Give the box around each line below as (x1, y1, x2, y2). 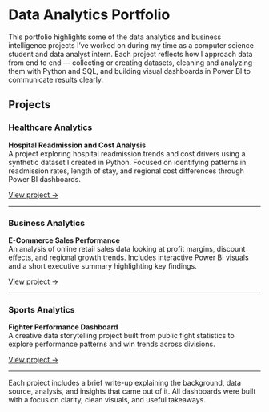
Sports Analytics (8, 304, 75, 315)
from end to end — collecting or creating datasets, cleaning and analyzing (8, 58, 253, 67)
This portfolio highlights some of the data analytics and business (8, 32, 222, 42)
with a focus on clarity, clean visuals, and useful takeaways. (8, 395, 206, 405)
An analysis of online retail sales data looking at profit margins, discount (8, 244, 246, 253)
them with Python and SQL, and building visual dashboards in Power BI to (8, 66, 251, 75)
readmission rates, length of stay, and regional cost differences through (8, 166, 244, 176)
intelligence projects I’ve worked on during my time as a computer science (8, 40, 255, 50)
